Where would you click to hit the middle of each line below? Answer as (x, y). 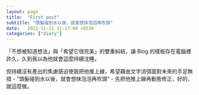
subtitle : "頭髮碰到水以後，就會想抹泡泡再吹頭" (60, 23)
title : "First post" (33, 17)
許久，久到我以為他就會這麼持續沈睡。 (53, 59)
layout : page (22, 12)
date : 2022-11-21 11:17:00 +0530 (50, 28)
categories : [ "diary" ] (34, 34)
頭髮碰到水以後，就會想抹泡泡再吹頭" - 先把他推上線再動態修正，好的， (106, 79)
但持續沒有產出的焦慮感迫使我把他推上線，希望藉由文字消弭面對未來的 (92, 71)
